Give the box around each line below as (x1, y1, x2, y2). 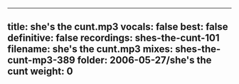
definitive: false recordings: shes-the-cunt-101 (7, 32, 220, 44)
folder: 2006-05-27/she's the (77, 54, 212, 66)
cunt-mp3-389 (7, 54, 76, 66)
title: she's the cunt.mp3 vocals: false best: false (7, 21, 229, 33)
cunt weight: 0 (7, 65, 73, 78)
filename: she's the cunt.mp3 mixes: (7, 43, 174, 56)
